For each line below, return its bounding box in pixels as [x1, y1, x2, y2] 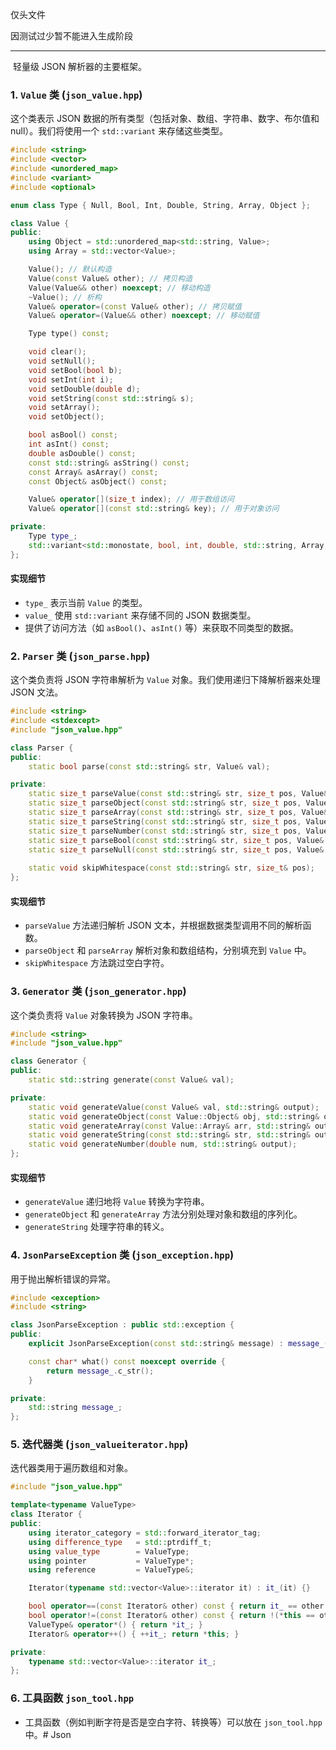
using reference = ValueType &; [28, 1565, 195, 1575]
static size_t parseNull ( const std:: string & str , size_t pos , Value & [28, 844, 325, 855]
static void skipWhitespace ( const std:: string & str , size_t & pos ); [28, 863, 315, 873]
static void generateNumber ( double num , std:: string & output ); [28, 1139, 298, 1150]
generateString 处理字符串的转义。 [24, 1221, 170, 1233]
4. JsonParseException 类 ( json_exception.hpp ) [10, 1248, 235, 1262]
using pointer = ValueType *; [28, 1556, 195, 1566]
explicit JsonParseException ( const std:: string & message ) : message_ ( [28, 1339, 329, 1349]
